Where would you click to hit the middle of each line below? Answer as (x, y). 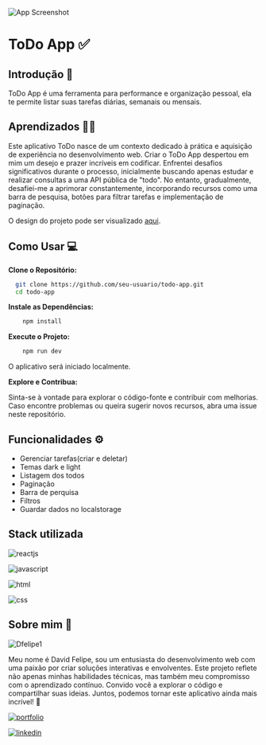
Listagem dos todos (52, 475)
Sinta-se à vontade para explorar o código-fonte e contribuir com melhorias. (133, 397)
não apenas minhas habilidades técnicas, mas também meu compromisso (129, 676)
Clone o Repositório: (42, 270)
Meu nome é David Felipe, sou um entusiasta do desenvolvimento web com (132, 659)
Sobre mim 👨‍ (40, 625)
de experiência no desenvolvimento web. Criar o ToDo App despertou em (129, 154)
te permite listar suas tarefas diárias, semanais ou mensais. (105, 102)
